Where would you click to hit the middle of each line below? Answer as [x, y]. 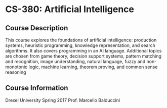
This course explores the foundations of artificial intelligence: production [81, 40]
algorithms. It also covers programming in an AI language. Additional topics [83, 51]
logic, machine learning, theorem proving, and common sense [93, 67]
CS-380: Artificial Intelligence [70, 9]
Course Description [37, 28]
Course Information [37, 88]
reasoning [16, 72]
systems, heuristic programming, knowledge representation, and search [80, 45]
